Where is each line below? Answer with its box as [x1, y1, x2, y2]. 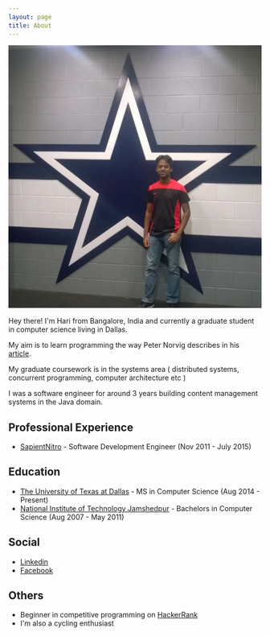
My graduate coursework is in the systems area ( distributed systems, [8, 365, 239, 374]
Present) [19, 495, 49, 505]
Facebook [19, 565, 54, 575]
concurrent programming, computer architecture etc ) [8, 373, 186, 382]
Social [8, 535, 40, 549]
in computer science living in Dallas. [8, 324, 128, 334]
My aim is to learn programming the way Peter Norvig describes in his [8, 341, 239, 350]
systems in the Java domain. [8, 397, 103, 407]
